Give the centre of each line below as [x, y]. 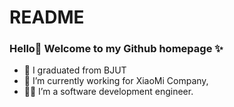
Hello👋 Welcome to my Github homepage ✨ [116, 49]
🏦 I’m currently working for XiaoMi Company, [116, 81]
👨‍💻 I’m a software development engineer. [108, 92]
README [47, 17]
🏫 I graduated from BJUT [75, 70]
